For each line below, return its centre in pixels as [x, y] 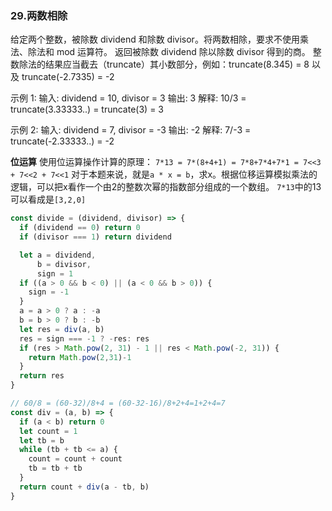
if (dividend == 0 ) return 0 [80, 228]
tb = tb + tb [55, 468]
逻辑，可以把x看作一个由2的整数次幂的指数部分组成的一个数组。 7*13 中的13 [166, 187]
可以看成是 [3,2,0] [48, 199]
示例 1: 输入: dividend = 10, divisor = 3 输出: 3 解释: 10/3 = [128, 98]
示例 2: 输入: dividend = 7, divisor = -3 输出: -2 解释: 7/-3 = [131, 130]
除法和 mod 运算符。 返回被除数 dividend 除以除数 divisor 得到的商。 [169, 52]
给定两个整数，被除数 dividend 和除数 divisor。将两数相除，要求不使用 [155, 39]
